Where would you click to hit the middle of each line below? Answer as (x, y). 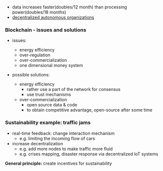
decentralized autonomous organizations (53, 17)
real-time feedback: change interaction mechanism (63, 133)
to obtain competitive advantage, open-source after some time (89, 110)
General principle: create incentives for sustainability (59, 163)
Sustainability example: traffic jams (48, 122)
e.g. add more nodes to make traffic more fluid (66, 149)
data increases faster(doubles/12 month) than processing (70, 7)
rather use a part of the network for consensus (73, 89)
